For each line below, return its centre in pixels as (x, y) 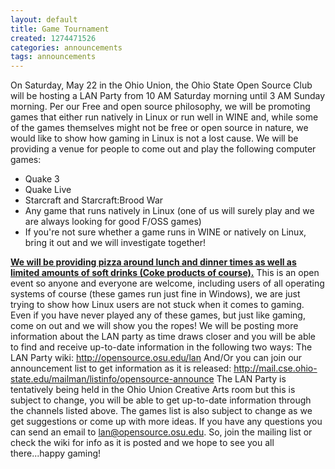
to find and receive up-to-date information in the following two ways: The (161, 347)
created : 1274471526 (53, 38)
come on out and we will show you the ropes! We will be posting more (154, 326)
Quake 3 (42, 179)
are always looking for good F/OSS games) (113, 222)
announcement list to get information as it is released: (121, 368)
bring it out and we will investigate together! (115, 243)
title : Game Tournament (60, 29)
